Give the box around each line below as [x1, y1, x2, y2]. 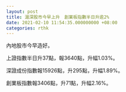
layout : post [6, 8, 38, 15]
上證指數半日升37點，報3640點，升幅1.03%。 [6, 54, 118, 62]
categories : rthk [6, 25, 49, 31]
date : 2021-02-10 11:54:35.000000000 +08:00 [6, 19, 118, 25]
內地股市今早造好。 [6, 42, 53, 49]
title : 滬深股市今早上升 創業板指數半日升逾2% [6, 14, 109, 20]
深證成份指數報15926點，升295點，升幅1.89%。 [6, 67, 123, 74]
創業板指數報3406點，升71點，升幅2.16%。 [6, 80, 112, 87]
